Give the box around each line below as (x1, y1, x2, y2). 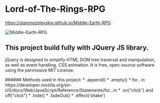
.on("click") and (121, 87, 154, 93)
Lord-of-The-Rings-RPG (5, 3, 106, 15)
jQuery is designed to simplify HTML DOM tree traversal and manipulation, (5, 57, 156, 63)
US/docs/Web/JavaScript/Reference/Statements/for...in (5, 87, 117, 93)
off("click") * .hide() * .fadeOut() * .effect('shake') (5, 92, 106, 98)
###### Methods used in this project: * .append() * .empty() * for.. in (5, 76, 145, 82)
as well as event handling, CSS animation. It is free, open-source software (5, 62, 155, 68)
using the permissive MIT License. (5, 67, 75, 73)
